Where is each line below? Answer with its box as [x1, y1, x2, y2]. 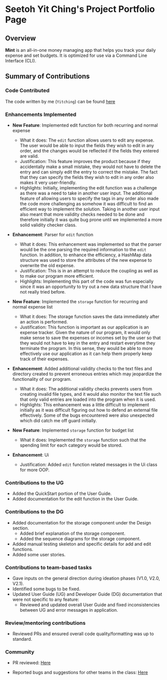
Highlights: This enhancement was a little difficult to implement [19, 401, 150, 407]
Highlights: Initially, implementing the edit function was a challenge [19, 184, 157, 190]
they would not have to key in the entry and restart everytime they [19, 340, 156, 346]
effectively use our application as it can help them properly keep [19, 350, 152, 356]
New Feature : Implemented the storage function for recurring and [12, 298, 148, 305]
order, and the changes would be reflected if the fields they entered [19, 148, 159, 154]
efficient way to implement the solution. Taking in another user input [19, 206, 160, 212]
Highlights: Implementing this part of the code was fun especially [19, 278, 154, 284]
